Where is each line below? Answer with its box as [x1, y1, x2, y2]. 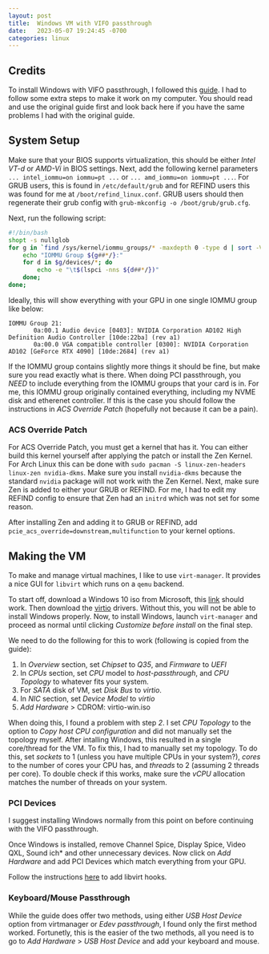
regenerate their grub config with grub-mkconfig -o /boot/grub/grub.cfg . [8, 197, 251, 207]
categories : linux [8, 34, 70, 42]
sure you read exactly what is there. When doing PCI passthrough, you [8, 370, 242, 379]
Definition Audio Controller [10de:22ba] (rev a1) [8, 333, 181, 342]
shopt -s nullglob [8, 236, 70, 245]
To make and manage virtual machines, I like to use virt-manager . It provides [8, 570, 261, 580]
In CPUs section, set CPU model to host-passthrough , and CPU [19, 668, 230, 677]
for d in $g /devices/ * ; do [22, 258, 113, 267]
